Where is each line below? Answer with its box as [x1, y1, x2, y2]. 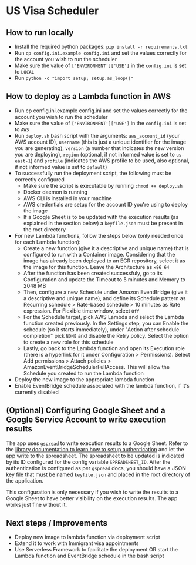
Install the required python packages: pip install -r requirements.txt [14, 43, 188, 50]
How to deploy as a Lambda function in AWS [6, 91, 171, 101]
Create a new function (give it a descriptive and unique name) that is [23, 244, 189, 251]
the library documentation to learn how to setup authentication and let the [6, 446, 185, 453]
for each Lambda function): [14, 238, 81, 245]
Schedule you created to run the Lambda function [23, 370, 144, 377]
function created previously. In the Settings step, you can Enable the [23, 320, 189, 327]
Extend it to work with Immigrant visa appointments [14, 540, 139, 547]
